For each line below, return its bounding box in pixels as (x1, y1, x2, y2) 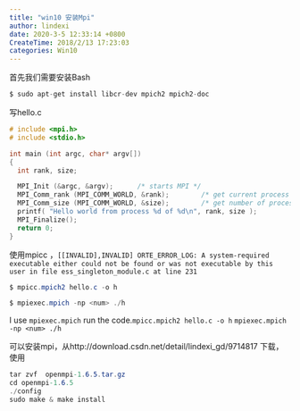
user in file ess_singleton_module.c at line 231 (9, 267, 198, 276)
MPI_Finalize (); (17, 215, 78, 224)
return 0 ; (17, 223, 54, 232)
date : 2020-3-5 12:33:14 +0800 (9, 29, 126, 38)
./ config (9, 387, 42, 396)
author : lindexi (9, 21, 70, 30)
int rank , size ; (17, 166, 78, 175)
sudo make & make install (9, 395, 105, 404)
